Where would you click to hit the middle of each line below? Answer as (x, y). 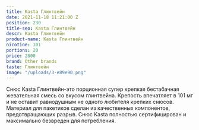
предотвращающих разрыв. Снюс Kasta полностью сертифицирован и (96, 115)
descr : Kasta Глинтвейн (36, 34)
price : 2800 (21, 56)
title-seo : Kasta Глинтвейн (41, 28)
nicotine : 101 (24, 45)
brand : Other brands (32, 61)
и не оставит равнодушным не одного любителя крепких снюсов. (90, 102)
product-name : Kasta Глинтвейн (45, 39)
